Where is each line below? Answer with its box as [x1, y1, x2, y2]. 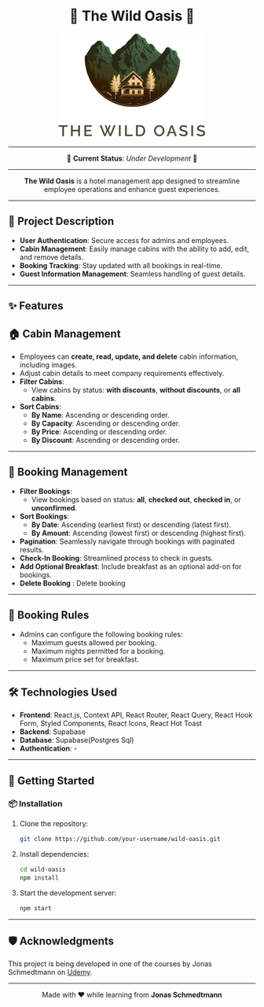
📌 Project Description [8, 215, 115, 228]
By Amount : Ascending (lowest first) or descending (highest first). [31, 528, 246, 537]
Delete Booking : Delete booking [19, 578, 126, 588]
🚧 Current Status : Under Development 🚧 [66, 153, 198, 163]
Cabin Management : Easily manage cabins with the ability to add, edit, [19, 244, 250, 253]
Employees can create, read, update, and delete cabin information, [19, 352, 238, 361]
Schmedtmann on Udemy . [8, 968, 93, 977]
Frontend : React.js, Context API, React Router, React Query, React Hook [19, 710, 253, 720]
